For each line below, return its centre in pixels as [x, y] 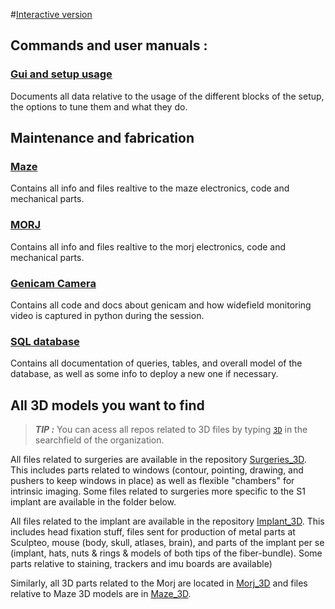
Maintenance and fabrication [102, 138]
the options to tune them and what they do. [99, 106]
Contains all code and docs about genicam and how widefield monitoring [161, 305]
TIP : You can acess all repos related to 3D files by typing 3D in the [171, 430]
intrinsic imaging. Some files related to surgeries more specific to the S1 [158, 491]
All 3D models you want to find [107, 405]
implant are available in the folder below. [93, 502]
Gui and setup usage [61, 74]
